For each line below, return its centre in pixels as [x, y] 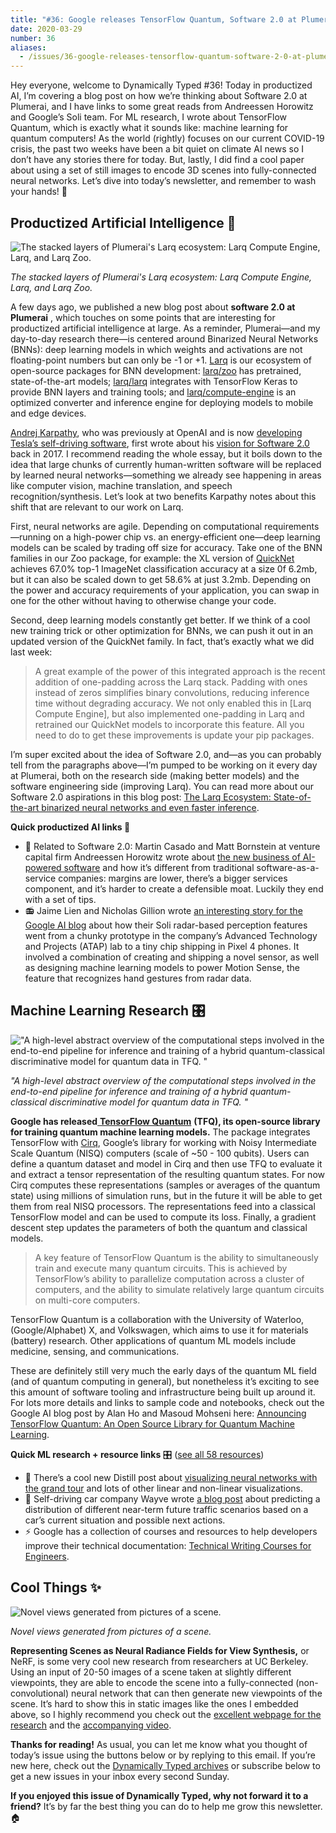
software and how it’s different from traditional [159, 867]
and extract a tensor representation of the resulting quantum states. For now [167, 1174]
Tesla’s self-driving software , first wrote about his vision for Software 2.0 [160, 443]
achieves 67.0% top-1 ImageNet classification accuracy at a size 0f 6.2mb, [164, 568]
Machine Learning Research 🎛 [108, 1011]
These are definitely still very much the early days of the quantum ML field [163, 1370]
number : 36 [33, 38]
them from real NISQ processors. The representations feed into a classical [163, 1206]
